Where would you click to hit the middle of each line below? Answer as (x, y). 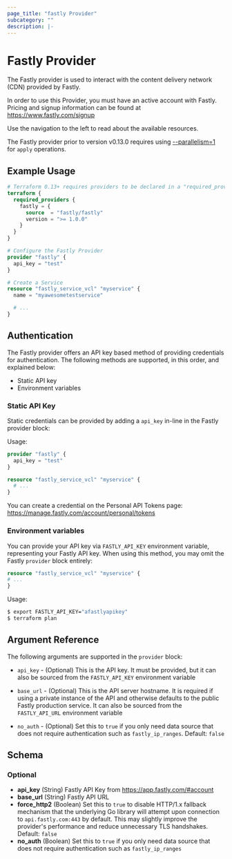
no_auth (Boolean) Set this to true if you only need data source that (114, 841)
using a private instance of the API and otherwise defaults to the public (118, 698)
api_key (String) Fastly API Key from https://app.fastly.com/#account (115, 790)
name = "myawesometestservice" (58, 295)
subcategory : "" (30, 20)
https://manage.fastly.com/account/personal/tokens (81, 513)
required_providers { (45, 200)
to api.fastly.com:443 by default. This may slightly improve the (107, 819)
